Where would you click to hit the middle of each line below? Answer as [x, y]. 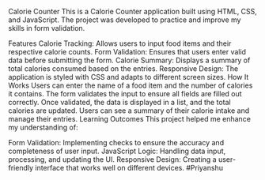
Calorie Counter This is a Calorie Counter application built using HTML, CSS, [132, 11]
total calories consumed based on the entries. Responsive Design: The [123, 69]
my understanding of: [43, 127]
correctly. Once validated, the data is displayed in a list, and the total [119, 102]
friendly [21, 168]
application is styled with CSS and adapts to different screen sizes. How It [129, 77]
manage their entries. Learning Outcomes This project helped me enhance [130, 119]
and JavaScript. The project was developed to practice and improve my [125, 20]
